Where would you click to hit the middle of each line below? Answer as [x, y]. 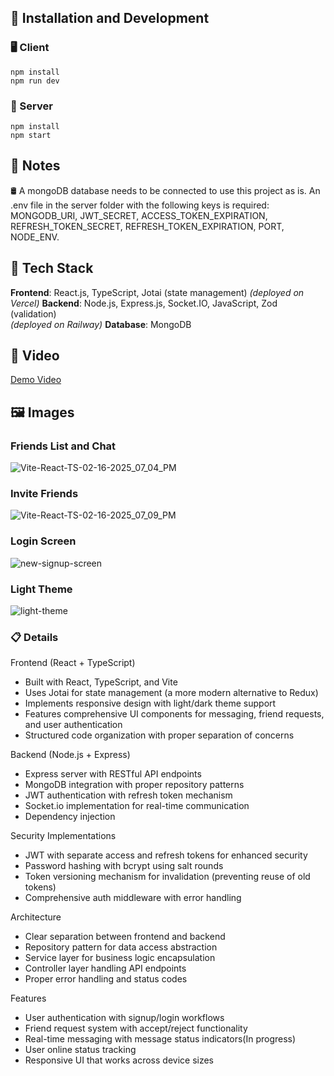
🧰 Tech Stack [52, 268]
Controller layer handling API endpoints [105, 968]
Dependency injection [70, 817]
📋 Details [34, 637]
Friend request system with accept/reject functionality [136, 1028]
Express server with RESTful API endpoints [113, 774]
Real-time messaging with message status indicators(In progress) [160, 1039]
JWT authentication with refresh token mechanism [128, 795]
